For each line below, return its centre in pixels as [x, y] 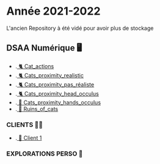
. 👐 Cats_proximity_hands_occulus [58, 102]
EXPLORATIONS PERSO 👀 [45, 154]
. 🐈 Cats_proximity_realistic [49, 75]
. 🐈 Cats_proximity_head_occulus [57, 93]
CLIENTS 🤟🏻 [25, 124]
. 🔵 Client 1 [28, 138]
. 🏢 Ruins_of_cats [37, 109]
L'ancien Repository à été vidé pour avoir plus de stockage [80, 28]
